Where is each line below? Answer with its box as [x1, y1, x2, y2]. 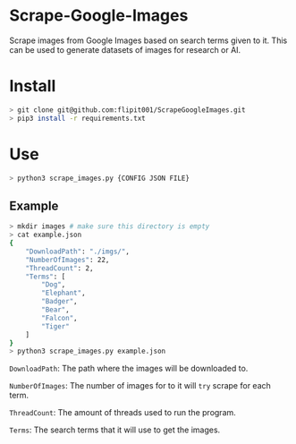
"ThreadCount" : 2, [25, 263, 94, 273]
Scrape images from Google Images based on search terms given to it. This [9, 35, 288, 46]
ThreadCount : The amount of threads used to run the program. [9, 407, 237, 418]
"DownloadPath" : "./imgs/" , [25, 247, 130, 256]
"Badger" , [41, 297, 78, 306]
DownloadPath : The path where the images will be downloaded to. [9, 363, 249, 374]
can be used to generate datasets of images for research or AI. [9, 44, 241, 55]
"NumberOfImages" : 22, [25, 255, 110, 264]
